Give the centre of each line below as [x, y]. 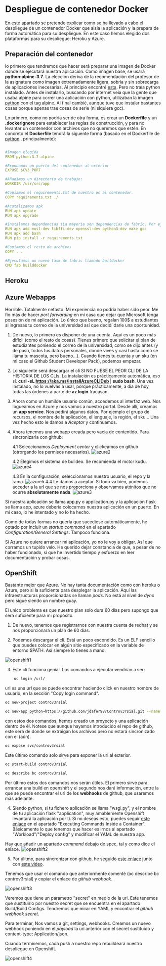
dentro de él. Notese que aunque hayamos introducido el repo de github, [79, 726]
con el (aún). [18, 737]
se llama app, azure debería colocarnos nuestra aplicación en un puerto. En [82, 507]
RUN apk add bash [23, 233]
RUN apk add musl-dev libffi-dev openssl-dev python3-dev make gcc [76, 229]
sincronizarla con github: [38, 437]
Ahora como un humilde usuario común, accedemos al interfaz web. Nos [86, 401]
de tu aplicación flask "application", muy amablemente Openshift [78, 813]
